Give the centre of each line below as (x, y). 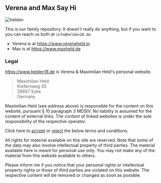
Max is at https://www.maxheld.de (46, 48)
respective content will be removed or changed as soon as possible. (73, 175)
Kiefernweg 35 (32, 86)
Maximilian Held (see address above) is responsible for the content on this (79, 106)
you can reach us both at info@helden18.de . (48, 34)
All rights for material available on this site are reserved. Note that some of (79, 140)
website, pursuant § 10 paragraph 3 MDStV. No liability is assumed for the (79, 111)
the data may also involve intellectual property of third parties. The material (80, 145)
